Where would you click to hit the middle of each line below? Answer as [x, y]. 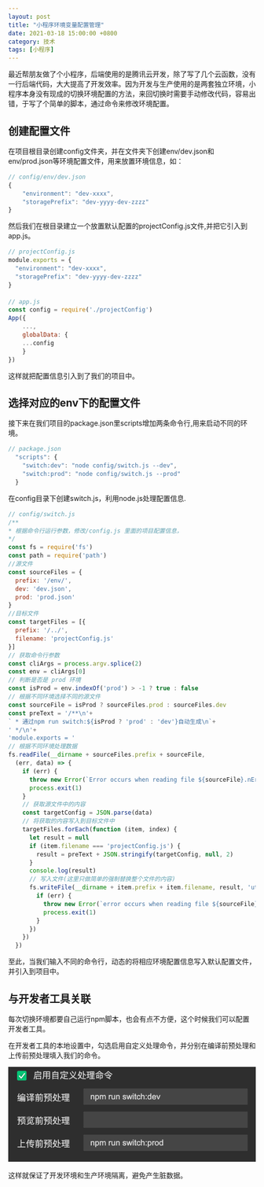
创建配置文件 [39, 131]
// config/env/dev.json [47, 177]
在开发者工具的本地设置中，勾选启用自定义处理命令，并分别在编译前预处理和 [132, 1045]
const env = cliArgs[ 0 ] [47, 672]
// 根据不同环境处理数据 [43, 746]
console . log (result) [62, 871]
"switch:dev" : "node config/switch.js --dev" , [100, 466]
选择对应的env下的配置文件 [74, 402]
